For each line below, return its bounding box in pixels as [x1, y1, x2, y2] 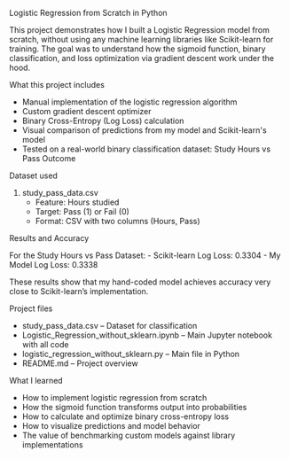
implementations [21, 440, 83, 450]
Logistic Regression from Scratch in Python [9, 8, 168, 18]
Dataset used [9, 170, 58, 181]
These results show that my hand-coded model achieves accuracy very [9, 276, 271, 287]
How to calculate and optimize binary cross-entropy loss [21, 411, 229, 422]
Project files [9, 303, 53, 314]
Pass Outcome [21, 153, 76, 163]
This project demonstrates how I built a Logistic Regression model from [9, 25, 270, 35]
